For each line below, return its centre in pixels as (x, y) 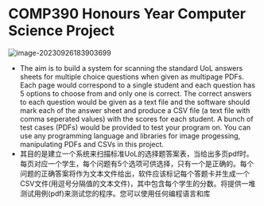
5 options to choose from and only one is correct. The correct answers (136, 93)
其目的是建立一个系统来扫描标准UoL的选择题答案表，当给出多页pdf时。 (136, 154)
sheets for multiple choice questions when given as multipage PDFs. (132, 76)
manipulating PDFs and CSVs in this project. (92, 144)
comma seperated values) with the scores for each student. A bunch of (136, 119)
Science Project (62, 31)
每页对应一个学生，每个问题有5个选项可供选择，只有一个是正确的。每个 (137, 163)
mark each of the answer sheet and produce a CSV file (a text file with (135, 110)
